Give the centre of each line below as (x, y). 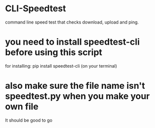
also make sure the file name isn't (75, 86)
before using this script (54, 52)
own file (22, 107)
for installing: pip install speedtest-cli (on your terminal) (61, 66)
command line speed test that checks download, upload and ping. (72, 22)
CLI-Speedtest (36, 9)
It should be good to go (29, 120)
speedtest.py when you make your (77, 96)
